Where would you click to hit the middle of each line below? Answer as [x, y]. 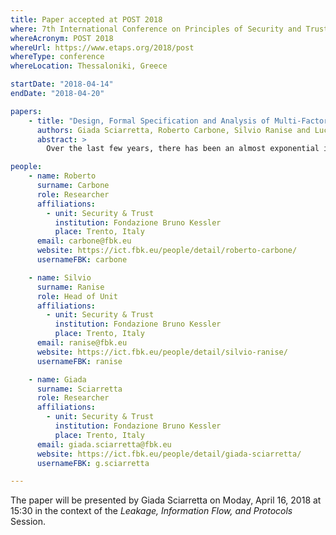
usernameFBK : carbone [82, 260]
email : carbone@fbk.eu [84, 241]
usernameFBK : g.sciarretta [93, 463]
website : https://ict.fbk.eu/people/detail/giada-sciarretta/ [169, 454]
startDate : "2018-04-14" [62, 84]
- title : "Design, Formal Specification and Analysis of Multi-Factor [178, 121]
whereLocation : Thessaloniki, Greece [89, 66]
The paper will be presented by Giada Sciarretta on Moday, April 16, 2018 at [166, 500]
